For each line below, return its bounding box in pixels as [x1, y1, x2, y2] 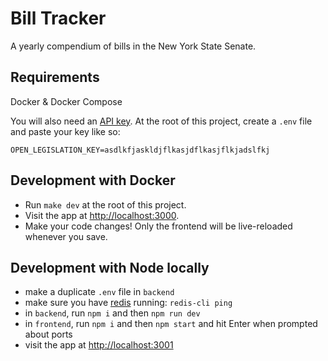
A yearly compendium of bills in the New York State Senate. [10, 40, 257, 52]
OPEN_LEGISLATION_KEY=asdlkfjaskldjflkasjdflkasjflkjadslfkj [10, 145, 271, 155]
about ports [24, 328, 73, 341]
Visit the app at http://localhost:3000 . [24, 209, 180, 221]
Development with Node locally [10, 259, 210, 276]
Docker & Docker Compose [10, 95, 123, 107]
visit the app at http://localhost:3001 [24, 339, 174, 351]
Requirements [10, 69, 100, 86]
